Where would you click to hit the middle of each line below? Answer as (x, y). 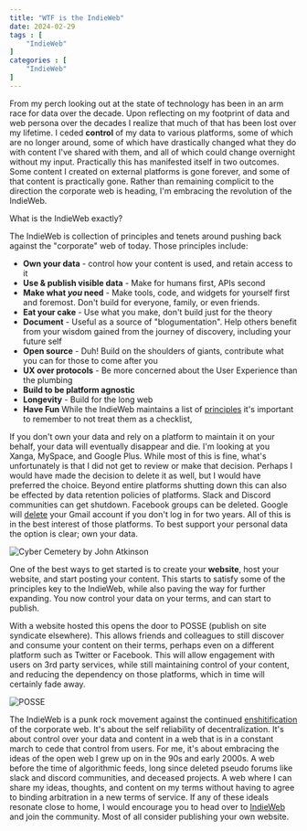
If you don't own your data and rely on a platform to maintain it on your (143, 436)
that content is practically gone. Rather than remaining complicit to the (142, 181)
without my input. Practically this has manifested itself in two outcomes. (144, 162)
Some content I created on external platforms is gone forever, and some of (150, 171)
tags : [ (26, 35)
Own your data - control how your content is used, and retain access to (158, 263)
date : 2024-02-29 (42, 27)
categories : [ (38, 60)
